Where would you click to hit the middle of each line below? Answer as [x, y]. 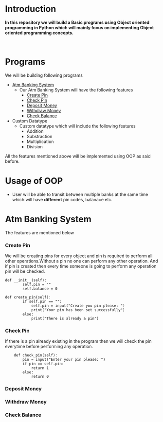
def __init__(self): [26, 281]
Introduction [31, 9]
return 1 [40, 368]
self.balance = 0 [40, 289]
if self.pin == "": [42, 302]
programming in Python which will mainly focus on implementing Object [80, 27]
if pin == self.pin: [43, 364]
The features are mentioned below [40, 232]
